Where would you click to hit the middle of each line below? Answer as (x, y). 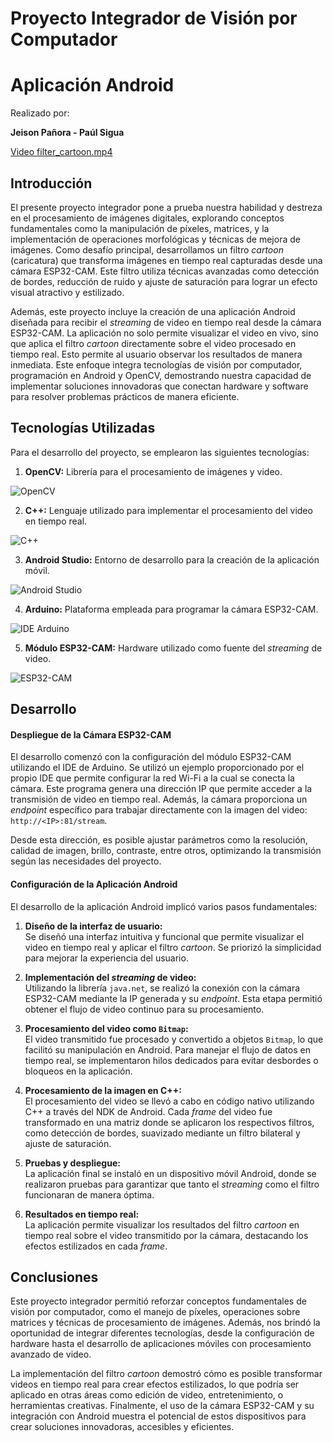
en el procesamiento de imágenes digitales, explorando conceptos (147, 218)
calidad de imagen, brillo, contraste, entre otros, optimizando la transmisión (166, 851)
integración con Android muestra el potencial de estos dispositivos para (158, 1416)
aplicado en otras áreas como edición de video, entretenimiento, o (147, 1395)
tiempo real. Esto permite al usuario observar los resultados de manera (156, 354)
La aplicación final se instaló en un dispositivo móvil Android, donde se (170, 1173)
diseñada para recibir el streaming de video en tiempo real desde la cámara (166, 322)
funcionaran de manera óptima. (89, 1194)
